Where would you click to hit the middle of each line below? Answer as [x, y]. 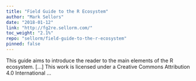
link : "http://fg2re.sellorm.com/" [49, 28]
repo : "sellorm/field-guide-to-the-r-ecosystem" [66, 38]
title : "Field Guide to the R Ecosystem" [57, 11]
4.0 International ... [29, 73]
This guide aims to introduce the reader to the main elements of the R [90, 60]
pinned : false [23, 44]
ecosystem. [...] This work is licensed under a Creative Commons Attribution [98, 66]
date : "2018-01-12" [30, 22]
